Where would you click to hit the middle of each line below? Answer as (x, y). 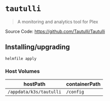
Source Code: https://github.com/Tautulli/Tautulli (55, 31)
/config (75, 92)
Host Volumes (22, 71)
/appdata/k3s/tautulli (34, 92)
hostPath (34, 84)
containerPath (83, 84)
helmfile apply (21, 58)
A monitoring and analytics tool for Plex (58, 21)
